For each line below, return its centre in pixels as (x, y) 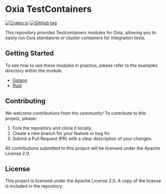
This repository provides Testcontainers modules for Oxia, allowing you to (81, 32)
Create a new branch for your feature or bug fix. (61, 133)
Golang (20, 80)
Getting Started (30, 53)
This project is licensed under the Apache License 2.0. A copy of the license (83, 181)
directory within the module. (34, 70)
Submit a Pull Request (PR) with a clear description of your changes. (82, 138)
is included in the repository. (34, 186)
